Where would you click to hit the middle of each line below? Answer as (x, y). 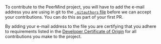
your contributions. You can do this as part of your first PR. (64, 17)
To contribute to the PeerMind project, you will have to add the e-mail (75, 7)
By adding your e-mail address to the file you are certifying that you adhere (81, 26)
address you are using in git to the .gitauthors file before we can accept (78, 12)
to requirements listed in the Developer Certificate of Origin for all (71, 31)
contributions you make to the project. (43, 36)
